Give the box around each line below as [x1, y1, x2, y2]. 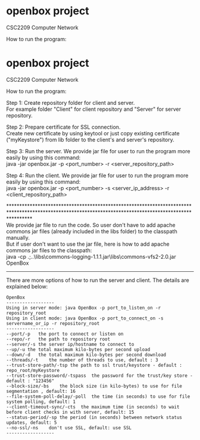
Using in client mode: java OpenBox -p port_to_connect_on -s [6, 315, 164, 321]
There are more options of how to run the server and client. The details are [6, 276, 189, 284]
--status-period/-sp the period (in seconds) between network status [6, 414, 183, 420]
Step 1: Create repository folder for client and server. [6, 99, 135, 106]
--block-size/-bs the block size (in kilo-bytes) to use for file [6, 383, 183, 389]
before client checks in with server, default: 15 [6, 409, 135, 415]
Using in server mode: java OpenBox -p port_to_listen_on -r [6, 305, 161, 311]
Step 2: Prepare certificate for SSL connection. [6, 123, 121, 131]
